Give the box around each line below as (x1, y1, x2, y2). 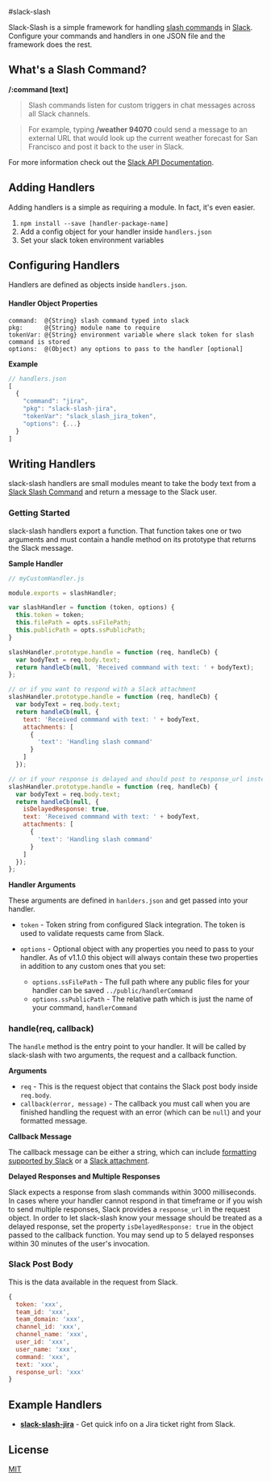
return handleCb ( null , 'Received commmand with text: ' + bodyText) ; (15, 663, 254, 671)
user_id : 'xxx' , (15, 1338, 70, 1346)
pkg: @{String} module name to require (8, 324, 161, 332)
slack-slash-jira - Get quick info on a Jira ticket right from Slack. (19, 1420, 236, 1429)
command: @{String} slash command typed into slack (8, 316, 190, 324)
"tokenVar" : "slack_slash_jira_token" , (23, 413, 157, 421)
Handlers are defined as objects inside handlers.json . (8, 280, 188, 290)
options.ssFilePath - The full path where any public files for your (31, 977, 250, 987)
